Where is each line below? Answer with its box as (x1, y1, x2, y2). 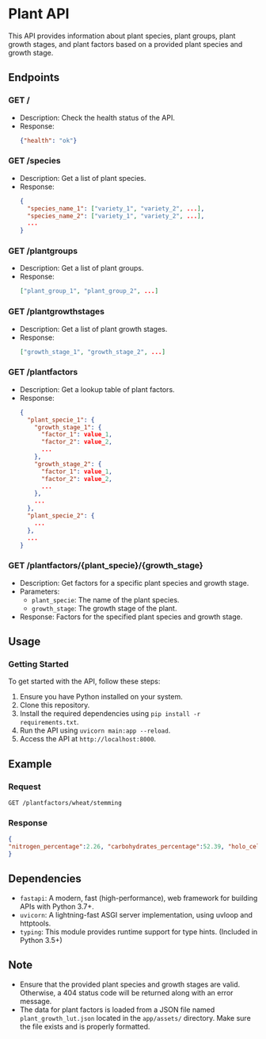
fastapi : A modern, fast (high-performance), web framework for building (19, 893, 258, 902)
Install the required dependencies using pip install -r (19, 709, 201, 718)
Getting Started (8, 659, 69, 670)
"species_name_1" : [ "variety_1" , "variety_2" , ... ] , (27, 204, 205, 213)
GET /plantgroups (8, 245, 78, 256)
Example (8, 757, 52, 771)
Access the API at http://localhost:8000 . (19, 734, 157, 744)
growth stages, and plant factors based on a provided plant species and (8, 39, 243, 48)
